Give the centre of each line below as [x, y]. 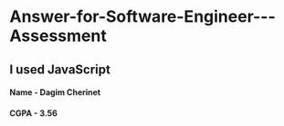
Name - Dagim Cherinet [55, 92]
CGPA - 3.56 [33, 113]
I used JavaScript [60, 69]
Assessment [58, 36]
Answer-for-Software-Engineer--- [142, 17]
